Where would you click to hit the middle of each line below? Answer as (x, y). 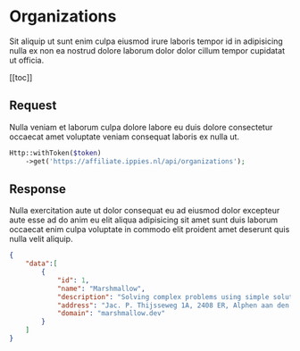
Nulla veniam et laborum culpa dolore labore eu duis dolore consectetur (141, 127)
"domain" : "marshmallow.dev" (111, 313)
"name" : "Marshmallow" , (101, 288)
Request (33, 106)
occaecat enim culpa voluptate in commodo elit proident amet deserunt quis (150, 230)
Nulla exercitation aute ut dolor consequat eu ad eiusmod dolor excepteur (145, 211)
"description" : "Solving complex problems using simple (163, 297)
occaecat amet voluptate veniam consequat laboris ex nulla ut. (124, 137)
